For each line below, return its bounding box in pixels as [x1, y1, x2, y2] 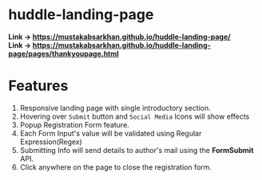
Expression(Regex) [19, 137, 82, 147]
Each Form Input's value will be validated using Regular [19, 128, 202, 138]
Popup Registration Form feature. [19, 119, 129, 129]
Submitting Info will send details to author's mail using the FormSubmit [19, 145, 254, 155]
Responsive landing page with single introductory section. [19, 103, 212, 112]
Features [8, 77, 69, 95]
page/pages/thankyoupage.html [8, 49, 120, 58]
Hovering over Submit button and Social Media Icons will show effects [19, 112, 250, 121]
